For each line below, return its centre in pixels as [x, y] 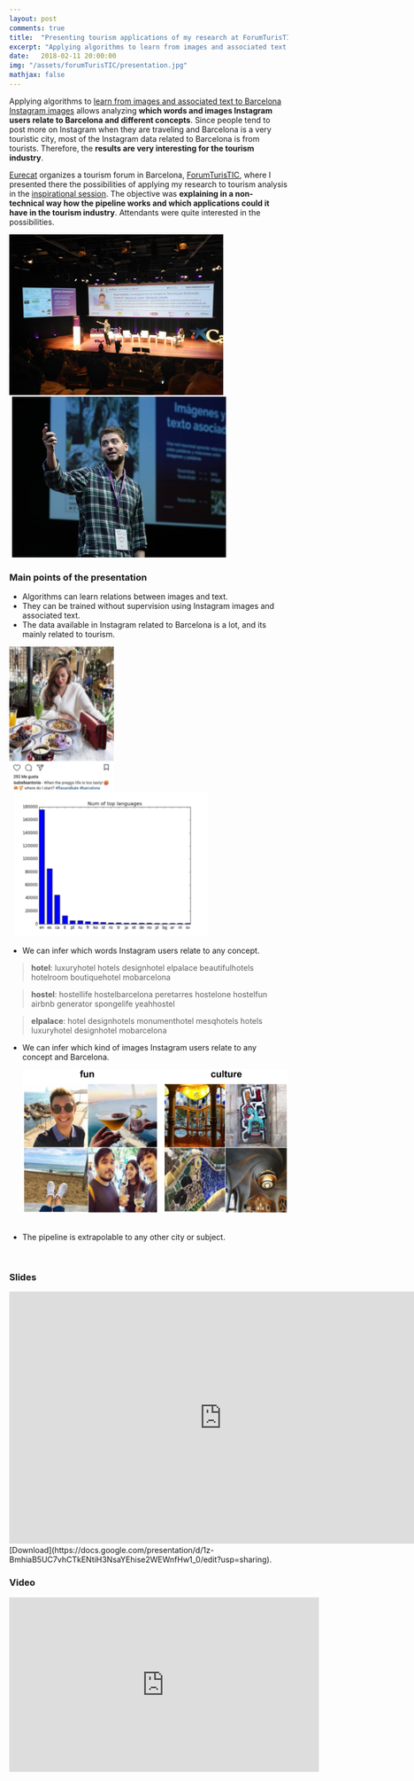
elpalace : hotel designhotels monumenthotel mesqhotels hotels [147, 1021]
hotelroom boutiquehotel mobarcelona [100, 977]
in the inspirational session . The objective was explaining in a [122, 193]
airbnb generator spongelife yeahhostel [103, 1004]
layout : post [33, 19]
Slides [23, 1277]
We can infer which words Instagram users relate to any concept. [141, 951]
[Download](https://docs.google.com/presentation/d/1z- [112, 1551]
